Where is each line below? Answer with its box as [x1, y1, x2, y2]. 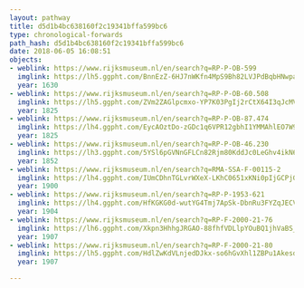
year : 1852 [17, 156, 59, 166]
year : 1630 [17, 81, 59, 90]
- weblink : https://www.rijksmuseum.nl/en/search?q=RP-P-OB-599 [9, 64, 257, 73]
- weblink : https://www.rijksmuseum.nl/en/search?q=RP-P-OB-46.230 [9, 139, 270, 149]
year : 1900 [17, 182, 59, 191]
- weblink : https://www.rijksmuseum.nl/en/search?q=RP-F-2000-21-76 [9, 215, 273, 225]
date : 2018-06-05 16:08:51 [9, 47, 111, 56]
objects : [9, 55, 43, 64]
